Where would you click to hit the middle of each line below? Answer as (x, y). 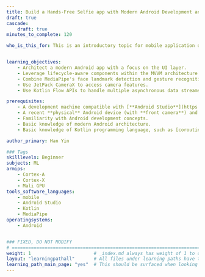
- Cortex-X (31, 180)
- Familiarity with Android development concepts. (83, 118)
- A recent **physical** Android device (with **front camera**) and (108, 113)
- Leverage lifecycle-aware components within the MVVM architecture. (109, 73)
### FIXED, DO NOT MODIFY (39, 242)
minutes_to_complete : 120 (39, 35)
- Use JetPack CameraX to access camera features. (83, 85)
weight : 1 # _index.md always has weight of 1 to (101, 253)
